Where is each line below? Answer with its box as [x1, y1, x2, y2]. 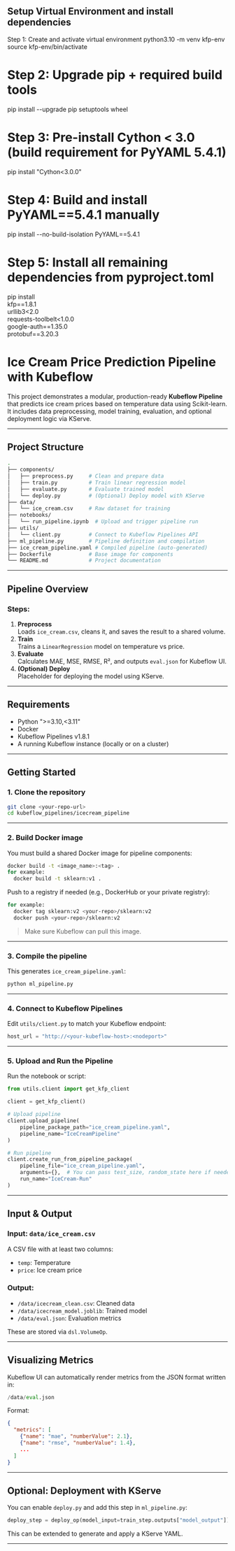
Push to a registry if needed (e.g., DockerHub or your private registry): [7, 888, 210, 896]
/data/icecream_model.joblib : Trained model [17, 1306, 148, 1315]
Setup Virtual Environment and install [7, 6, 173, 17]
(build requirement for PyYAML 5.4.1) [7, 144, 227, 160]
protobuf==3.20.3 [7, 329, 59, 338]
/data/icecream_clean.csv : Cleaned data [17, 1299, 135, 1307]
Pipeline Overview [7, 583, 89, 595]
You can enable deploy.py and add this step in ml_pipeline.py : [7, 1503, 187, 1512]
